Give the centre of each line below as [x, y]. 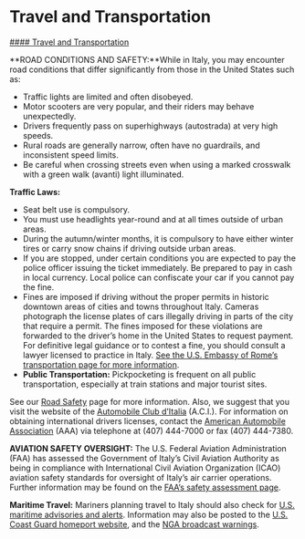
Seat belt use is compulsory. [76, 209]
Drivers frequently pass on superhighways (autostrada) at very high [150, 126]
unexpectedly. [49, 116]
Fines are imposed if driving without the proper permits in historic [146, 296]
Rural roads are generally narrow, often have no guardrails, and [141, 145]
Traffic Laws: [35, 192]
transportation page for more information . [101, 364]
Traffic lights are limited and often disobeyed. [108, 97]
